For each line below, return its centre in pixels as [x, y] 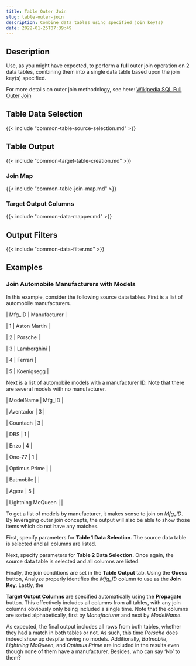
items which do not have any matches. [52, 526]
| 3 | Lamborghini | [28, 349]
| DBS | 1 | [18, 434]
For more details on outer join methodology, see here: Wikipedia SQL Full [94, 90]
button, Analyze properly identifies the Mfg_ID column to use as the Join [94, 579]
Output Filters [32, 235]
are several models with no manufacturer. [56, 389]
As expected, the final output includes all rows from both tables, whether [94, 626]
